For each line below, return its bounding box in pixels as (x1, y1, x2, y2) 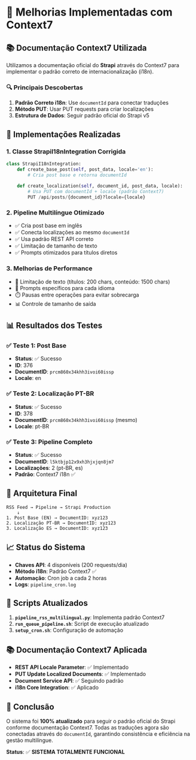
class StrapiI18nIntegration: (6, 161, 82, 167)
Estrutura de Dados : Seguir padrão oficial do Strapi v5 (14, 112, 149, 119)
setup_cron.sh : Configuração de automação (14, 626, 124, 634)
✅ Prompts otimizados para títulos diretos (14, 249, 118, 257)
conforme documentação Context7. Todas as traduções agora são (6, 724, 169, 731)
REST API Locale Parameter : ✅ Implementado (14, 664, 129, 671)
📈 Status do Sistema (6, 542, 85, 553)
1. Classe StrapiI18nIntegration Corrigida (6, 147, 126, 155)
